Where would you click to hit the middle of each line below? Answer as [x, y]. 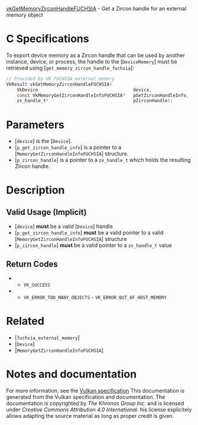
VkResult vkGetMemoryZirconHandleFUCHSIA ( [59, 84]
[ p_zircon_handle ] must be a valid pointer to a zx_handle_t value [93, 245]
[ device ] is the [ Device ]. [43, 141]
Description [35, 190]
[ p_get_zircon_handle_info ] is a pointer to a [68, 147]
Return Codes [32, 264]
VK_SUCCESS [37, 285]
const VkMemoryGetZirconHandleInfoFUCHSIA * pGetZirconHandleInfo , [103, 95]
